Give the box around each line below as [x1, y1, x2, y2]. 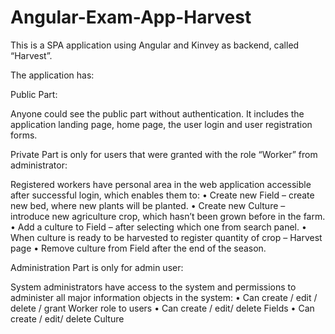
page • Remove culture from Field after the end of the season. [10, 242, 267, 254]
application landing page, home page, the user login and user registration [10, 118, 313, 130]
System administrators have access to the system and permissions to [10, 281, 297, 293]
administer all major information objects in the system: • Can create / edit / [10, 291, 318, 303]
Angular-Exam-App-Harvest [10, 6, 252, 29]
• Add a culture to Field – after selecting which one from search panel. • [10, 221, 307, 233]
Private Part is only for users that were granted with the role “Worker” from [10, 148, 318, 160]
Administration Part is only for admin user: [10, 261, 184, 273]
